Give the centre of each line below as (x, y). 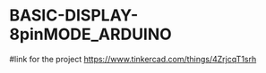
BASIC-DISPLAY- (74, 16)
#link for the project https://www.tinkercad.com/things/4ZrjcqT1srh (133, 59)
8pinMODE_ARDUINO (90, 34)
